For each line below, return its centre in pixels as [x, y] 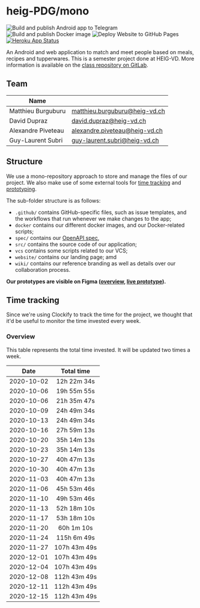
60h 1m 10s [75, 527]
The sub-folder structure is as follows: [53, 200]
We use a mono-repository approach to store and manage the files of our [97, 176]
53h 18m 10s [75, 518]
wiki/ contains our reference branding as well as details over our [95, 263]
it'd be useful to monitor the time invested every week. [74, 321]
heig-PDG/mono [48, 11]
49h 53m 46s [75, 499]
